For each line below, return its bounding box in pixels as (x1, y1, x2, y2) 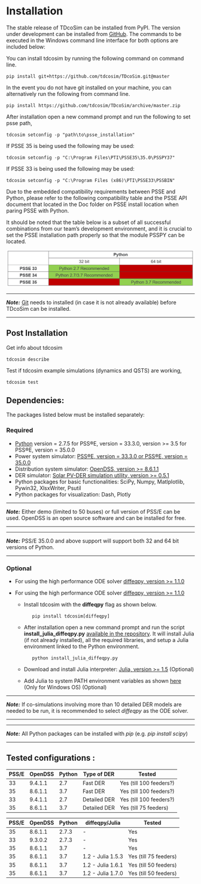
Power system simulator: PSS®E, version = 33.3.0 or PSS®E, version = (14, 452, 188, 459)
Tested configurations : (6, 753, 96, 763)
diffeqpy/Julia (85, 819, 121, 827)
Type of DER (83, 771, 115, 778)
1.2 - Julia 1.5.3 (83, 853, 124, 860)
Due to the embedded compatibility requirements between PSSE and (6, 187, 176, 195)
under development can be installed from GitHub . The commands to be (6, 30, 182, 37)
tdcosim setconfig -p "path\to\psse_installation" (6, 132, 135, 138)
